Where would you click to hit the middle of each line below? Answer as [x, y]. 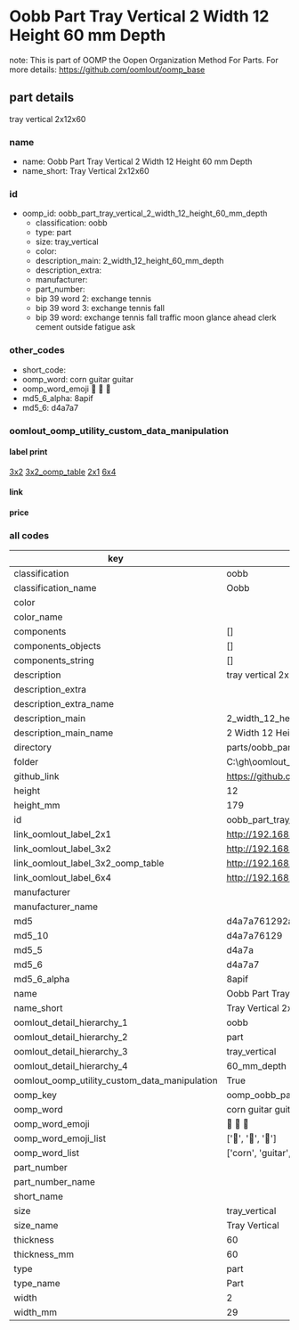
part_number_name [54, 1182]
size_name [36, 1226]
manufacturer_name [56, 907]
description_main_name [64, 733]
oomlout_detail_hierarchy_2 [71, 1038]
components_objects [57, 646]
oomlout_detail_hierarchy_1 [71, 1022]
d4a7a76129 [255, 936]
